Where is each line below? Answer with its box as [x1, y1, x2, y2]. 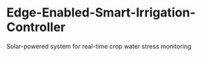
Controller [6, 19, 66, 35]
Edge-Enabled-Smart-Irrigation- [6, 5, 196, 21]
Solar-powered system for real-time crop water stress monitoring [6, 42, 192, 50]
